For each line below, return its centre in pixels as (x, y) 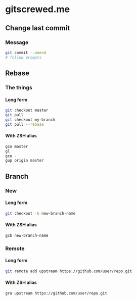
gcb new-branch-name (27, 235)
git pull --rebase (25, 124)
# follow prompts (24, 57)
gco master (17, 146)
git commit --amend (26, 53)
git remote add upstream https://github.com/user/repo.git (69, 271)
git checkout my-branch (30, 120)
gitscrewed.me (37, 9)
